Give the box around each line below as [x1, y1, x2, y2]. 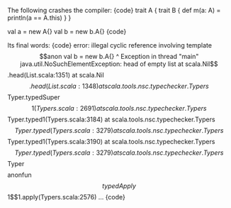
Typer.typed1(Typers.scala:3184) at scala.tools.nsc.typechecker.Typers [7, 115, 215, 124]
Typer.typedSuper [7, 93, 60, 102]
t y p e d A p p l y [101, 182, 137, 190]
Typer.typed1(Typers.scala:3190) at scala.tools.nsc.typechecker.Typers [7, 138, 215, 146]
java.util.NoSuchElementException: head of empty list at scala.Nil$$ [20, 60, 218, 68]
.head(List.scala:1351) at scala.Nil [7, 71, 104, 79]
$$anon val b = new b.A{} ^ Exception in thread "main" [39, 53, 199, 60]
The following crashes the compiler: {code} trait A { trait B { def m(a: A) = [7, 6, 221, 14]
